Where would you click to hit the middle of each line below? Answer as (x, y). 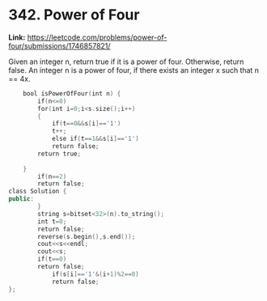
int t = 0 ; (52, 221)
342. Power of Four (74, 15)
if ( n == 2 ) (52, 176)
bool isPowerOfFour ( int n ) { (72, 93)
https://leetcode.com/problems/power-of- (97, 37)
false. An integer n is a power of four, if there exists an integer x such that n (134, 70)
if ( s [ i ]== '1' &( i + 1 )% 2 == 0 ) (95, 274)
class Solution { (38, 192)
